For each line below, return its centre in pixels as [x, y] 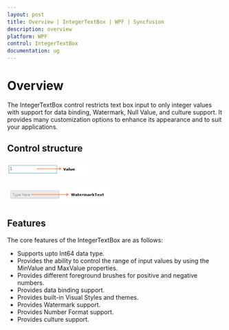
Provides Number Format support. [65, 312]
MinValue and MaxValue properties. [67, 268]
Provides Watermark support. [59, 305]
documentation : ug [33, 51]
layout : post [26, 14]
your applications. [33, 127]
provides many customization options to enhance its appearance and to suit [115, 119]
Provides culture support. [53, 319]
